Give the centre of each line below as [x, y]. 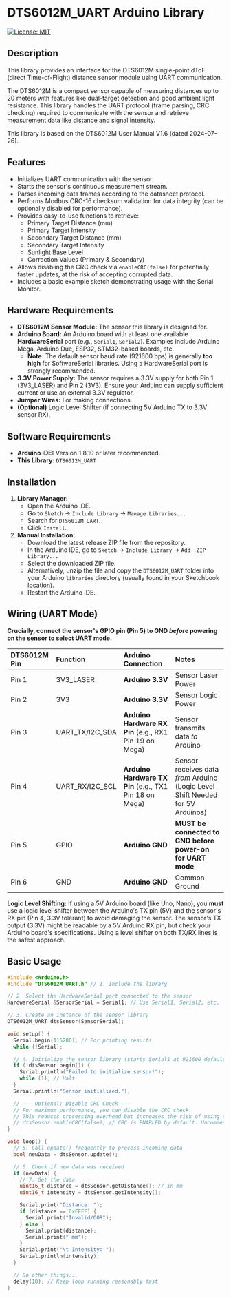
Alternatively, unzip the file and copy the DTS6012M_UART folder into [121, 570]
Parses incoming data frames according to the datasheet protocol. [111, 194]
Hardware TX [146, 778]
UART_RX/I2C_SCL [86, 786]
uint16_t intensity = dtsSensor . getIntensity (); [90, 1193]
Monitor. [29, 289]
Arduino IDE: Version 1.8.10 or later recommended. [89, 453]
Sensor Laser [197, 675]
